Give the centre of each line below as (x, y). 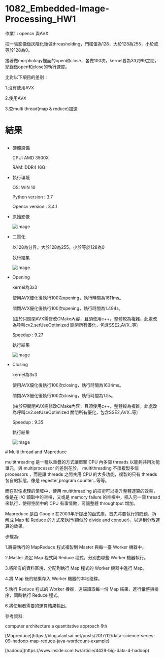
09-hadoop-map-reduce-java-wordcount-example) (57, 641)
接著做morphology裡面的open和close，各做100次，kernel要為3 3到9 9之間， (82, 60)
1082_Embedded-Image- (57, 9)
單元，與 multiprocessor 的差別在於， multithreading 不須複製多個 (72, 468)
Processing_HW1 (41, 19)
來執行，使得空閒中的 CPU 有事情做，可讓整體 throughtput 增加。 (71, 503)
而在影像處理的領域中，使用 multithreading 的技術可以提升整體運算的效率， (81, 491)
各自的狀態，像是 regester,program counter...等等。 (57, 481)
